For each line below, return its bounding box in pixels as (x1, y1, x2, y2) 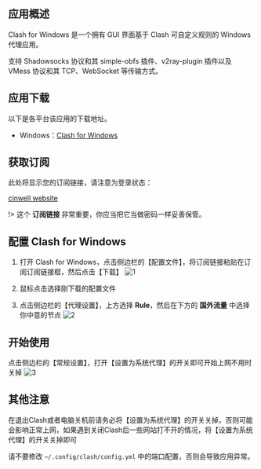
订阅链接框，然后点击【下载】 (26, 267, 123, 277)
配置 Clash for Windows (8, 235, 127, 248)
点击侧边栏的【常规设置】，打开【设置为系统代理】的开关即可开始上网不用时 (8, 358, 252, 368)
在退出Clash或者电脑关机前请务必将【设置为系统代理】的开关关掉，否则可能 (8, 415, 253, 424)
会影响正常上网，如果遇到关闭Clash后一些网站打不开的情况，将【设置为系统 (8, 425, 253, 434)
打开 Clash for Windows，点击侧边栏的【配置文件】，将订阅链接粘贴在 (19, 258, 245, 267)
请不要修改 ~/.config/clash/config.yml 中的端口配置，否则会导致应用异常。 (8, 451, 255, 461)
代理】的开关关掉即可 (8, 434, 77, 444)
